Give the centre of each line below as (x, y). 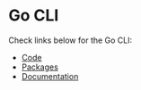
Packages (40, 67)
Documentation (50, 76)
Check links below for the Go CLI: (70, 40)
